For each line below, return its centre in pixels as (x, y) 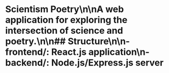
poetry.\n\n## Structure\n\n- (68, 42)
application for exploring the (66, 20)
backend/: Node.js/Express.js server (84, 63)
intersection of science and (64, 31)
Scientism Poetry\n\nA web (65, 9)
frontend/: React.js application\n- (77, 52)
